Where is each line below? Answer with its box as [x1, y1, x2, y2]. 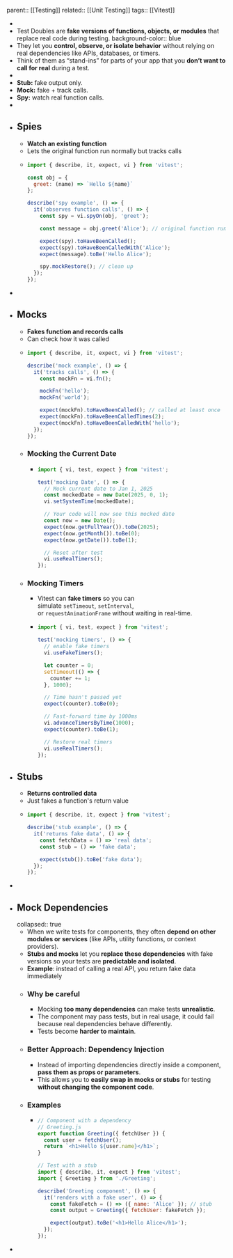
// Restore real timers [43, 738, 113, 746]
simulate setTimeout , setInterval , [37, 602, 134, 610]
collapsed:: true [16, 920, 62, 929]
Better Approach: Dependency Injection [26, 1044, 165, 1054]
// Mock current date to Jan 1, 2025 [43, 485, 154, 492]
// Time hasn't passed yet [43, 694, 122, 701]
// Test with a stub [37, 1162, 97, 1169]
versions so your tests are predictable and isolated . [26, 957, 177, 966]
